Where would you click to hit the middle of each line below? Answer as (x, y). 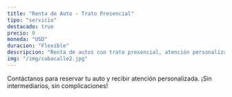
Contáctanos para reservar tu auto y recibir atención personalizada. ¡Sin (110, 78)
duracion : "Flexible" (38, 46)
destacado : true (30, 26)
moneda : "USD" (28, 39)
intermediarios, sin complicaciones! (58, 86)
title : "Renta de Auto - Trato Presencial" (71, 14)
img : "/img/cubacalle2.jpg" (48, 59)
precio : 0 (21, 33)
